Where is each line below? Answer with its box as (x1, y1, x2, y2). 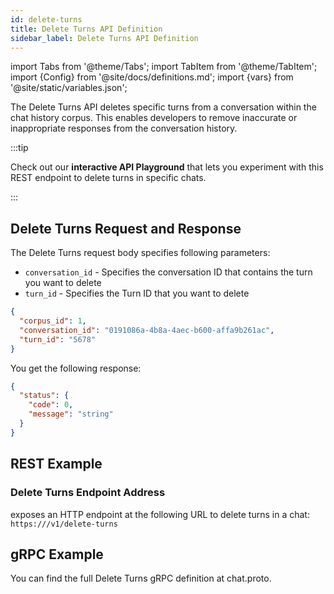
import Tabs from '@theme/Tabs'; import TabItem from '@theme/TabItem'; (10, 61, 318, 73)
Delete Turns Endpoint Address (10, 486, 166, 500)
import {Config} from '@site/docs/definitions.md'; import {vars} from (10, 71, 294, 83)
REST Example (10, 456, 103, 473)
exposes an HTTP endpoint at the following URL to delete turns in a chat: (10, 508, 310, 520)
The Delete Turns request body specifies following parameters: (10, 247, 271, 259)
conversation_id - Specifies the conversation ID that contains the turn (24, 266, 313, 278)
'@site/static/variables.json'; (10, 82, 128, 94)
